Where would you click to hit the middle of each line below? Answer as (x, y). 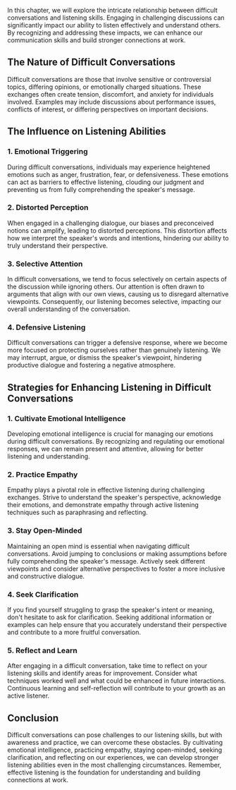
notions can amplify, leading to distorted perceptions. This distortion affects (117, 230)
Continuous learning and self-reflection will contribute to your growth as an (116, 688)
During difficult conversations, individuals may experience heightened (109, 167)
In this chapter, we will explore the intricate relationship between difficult (113, 10)
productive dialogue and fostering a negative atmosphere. (92, 365)
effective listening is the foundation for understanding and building (104, 772)
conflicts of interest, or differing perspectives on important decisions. (108, 109)
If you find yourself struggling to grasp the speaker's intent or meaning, (111, 609)
